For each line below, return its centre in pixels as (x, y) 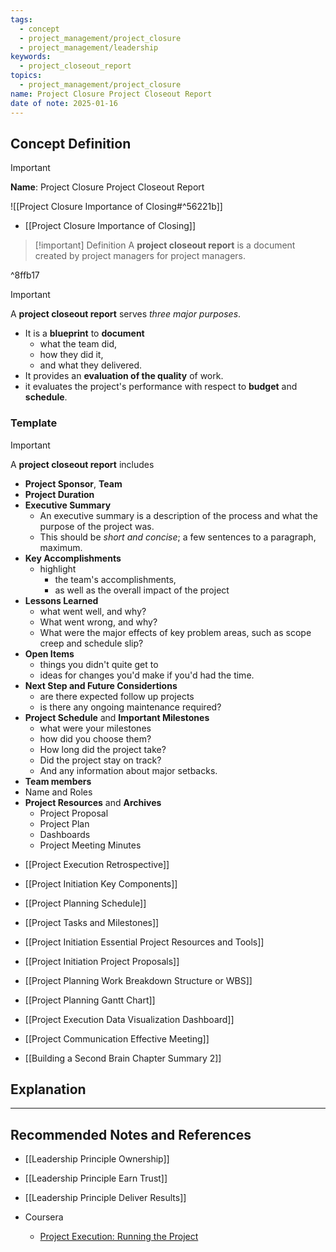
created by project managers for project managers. (140, 256)
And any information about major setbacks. (128, 770)
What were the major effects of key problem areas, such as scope (175, 632)
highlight (58, 568)
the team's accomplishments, (115, 579)
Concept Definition (71, 143)
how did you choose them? (95, 738)
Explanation (48, 1089)
